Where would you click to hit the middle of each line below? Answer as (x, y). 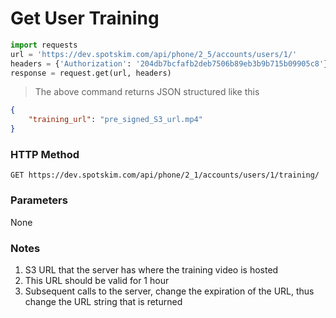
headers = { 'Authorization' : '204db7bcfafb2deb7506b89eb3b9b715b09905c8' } (169, 63)
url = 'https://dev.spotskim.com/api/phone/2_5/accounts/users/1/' (154, 54)
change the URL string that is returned (103, 301)
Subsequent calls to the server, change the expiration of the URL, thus (169, 291)
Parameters (39, 200)
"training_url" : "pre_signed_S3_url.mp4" (115, 120)
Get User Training (85, 18)
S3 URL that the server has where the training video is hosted (151, 269)
